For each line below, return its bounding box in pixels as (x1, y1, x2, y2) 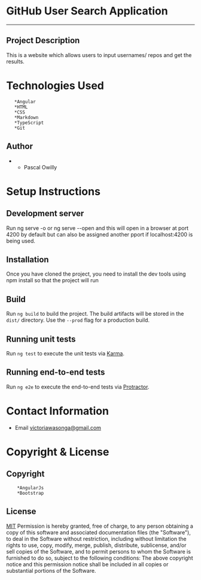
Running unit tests (6, 334, 76, 344)
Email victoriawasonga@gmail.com (14, 424, 102, 431)
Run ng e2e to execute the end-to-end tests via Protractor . (6, 383, 150, 390)
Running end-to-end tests (6, 367, 105, 378)
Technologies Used (6, 79, 105, 92)
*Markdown (14, 114, 39, 121)
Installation (6, 254, 49, 265)
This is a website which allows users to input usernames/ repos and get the (6, 51, 192, 58)
